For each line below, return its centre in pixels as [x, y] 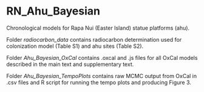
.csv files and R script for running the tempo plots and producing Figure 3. [99, 82]
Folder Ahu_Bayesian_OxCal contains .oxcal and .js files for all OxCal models [102, 57]
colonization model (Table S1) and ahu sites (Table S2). [75, 46]
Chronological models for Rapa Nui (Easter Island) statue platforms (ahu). [98, 28]
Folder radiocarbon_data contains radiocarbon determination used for [94, 39]
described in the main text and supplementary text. [70, 64]
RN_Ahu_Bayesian [53, 11]
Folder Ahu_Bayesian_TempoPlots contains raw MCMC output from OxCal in [102, 76]
